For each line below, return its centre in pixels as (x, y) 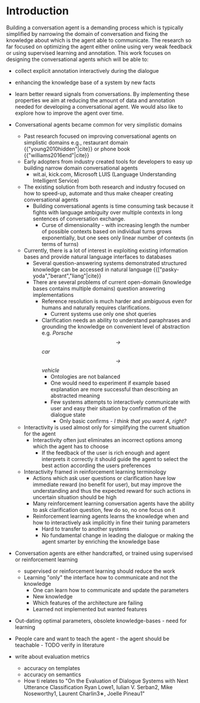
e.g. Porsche (57, 333)
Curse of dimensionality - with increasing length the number (116, 225)
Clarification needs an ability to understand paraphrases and (116, 320)
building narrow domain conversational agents (81, 168)
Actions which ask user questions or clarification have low (104, 478)
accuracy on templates (52, 668)
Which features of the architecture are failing (88, 603)
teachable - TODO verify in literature (59, 645)
